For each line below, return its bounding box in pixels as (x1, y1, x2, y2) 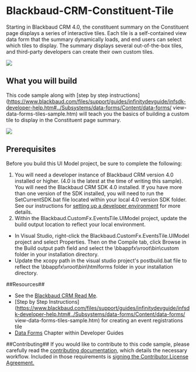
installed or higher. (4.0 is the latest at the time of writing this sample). (14, 177, 183, 185)
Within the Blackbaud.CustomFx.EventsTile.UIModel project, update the (14, 214, 187, 221)
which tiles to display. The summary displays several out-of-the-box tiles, (6, 42, 183, 49)
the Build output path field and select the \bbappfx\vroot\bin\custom (14, 244, 180, 252)
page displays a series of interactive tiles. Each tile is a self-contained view (6, 29, 187, 36)
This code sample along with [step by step (6, 92, 109, 99)
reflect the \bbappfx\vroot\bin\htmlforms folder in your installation (14, 263, 174, 270)
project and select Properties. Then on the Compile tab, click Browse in (14, 238, 187, 245)
